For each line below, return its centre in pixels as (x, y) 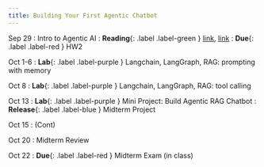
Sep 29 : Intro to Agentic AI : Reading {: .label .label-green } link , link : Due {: (131, 38)
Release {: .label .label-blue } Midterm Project (82, 109)
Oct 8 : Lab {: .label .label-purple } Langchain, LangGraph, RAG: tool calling (130, 85)
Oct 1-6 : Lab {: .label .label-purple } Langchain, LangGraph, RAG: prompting (132, 62)
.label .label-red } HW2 (46, 46)
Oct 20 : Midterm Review (49, 140)
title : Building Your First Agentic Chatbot (83, 15)
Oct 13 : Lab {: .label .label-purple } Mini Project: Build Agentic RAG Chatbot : (132, 101)
